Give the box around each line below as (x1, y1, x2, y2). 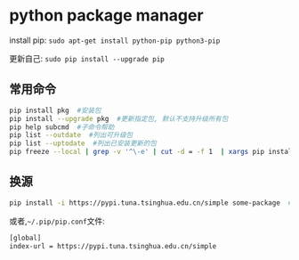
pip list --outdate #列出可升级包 (9, 131, 133, 140)
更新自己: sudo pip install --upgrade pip (9, 53, 165, 63)
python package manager (9, 5, 204, 26)
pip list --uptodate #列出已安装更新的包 (9, 139, 158, 148)
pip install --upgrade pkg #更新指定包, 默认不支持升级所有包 (9, 114, 229, 123)
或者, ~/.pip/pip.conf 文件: (9, 215, 105, 226)
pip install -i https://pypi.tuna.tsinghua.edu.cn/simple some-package (9, 198, 280, 207)
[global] (9, 233, 42, 242)
